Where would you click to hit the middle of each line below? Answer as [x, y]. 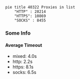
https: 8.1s [23, 67]
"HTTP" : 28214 [30, 12]
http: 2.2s [22, 62]
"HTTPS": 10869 [30, 16]
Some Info [18, 33]
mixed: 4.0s [24, 56]
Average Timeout [24, 45]
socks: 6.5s [24, 72]
